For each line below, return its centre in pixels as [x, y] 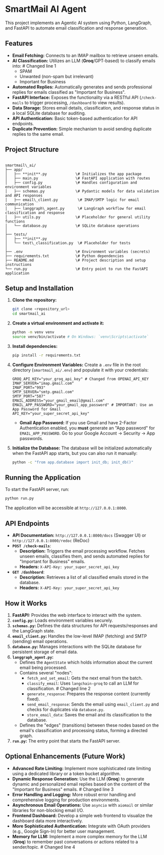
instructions [18, 264]
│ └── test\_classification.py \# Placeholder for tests [68, 243]
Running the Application [43, 478]
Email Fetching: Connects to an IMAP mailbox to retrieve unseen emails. [85, 55]
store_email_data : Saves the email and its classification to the [89, 714]
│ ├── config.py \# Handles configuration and [71, 183]
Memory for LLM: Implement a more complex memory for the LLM [80, 836]
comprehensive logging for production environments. [66, 800]
